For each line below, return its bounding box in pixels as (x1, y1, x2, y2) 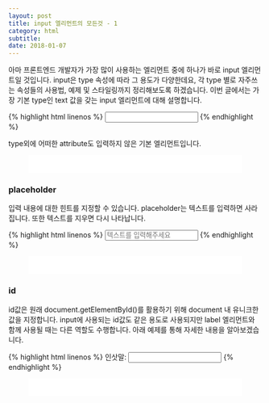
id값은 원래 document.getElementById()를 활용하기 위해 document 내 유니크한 (8, 304, 259, 314)
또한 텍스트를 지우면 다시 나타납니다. (31, 213, 147, 223)
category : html (8, 27, 60, 35)
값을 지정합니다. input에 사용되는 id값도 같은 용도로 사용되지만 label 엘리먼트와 (8, 314, 255, 324)
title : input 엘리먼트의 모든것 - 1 (8, 19, 118, 27)
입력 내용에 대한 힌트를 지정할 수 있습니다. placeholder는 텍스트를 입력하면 (8, 204, 243, 213)
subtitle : (8, 34, 42, 43)
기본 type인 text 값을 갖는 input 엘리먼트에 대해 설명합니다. (16, 95, 203, 105)
